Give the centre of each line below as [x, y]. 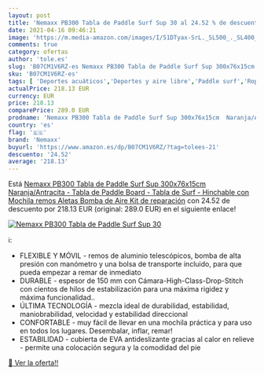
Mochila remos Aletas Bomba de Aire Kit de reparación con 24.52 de [119, 200]
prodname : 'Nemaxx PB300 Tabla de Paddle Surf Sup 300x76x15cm [114, 118]
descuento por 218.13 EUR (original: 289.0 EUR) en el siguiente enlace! [122, 209]
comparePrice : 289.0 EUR [49, 111]
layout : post [29, 15]
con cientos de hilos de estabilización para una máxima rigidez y [124, 289]
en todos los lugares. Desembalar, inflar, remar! [96, 331]
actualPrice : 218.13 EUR [49, 88]
